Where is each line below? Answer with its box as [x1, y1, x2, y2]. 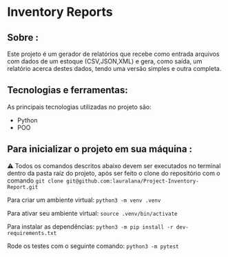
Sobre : [7, 32, 39, 43]
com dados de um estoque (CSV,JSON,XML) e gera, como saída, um [7, 57, 203, 65]
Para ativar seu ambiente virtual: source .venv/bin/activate [7, 209, 178, 217]
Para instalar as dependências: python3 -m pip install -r [7, 222, 174, 231]
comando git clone [7, 176, 64, 185]
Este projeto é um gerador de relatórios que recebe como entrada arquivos [7, 50, 220, 58]
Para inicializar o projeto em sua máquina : [7, 143, 193, 155]
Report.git [7, 183, 39, 190]
